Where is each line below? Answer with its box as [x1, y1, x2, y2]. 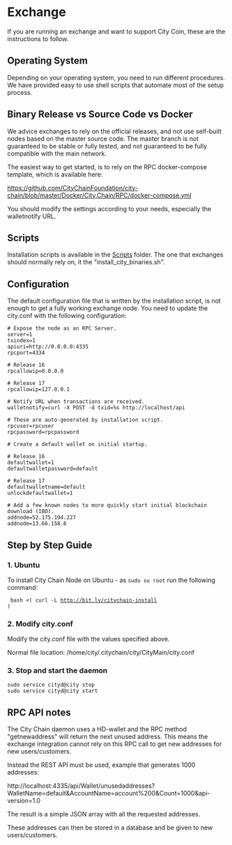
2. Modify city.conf [7, 618, 73, 628]
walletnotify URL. [7, 212, 56, 220]
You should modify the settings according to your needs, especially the [7, 204, 212, 213]
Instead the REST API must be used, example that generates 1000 [7, 761, 196, 769]
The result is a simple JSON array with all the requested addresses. [7, 810, 201, 819]
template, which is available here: [7, 170, 103, 178]
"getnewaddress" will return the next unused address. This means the [7, 733, 208, 741]
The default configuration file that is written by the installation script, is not [7, 297, 221, 305]
